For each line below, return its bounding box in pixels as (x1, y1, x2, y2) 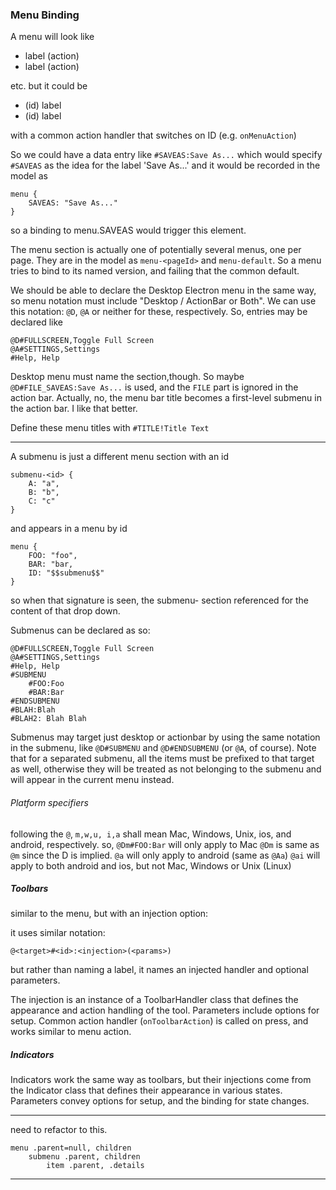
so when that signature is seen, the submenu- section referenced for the (10, 594, 310, 607)
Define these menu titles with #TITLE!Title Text (10, 422, 210, 434)
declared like (10, 316, 64, 328)
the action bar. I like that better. (10, 403, 138, 415)
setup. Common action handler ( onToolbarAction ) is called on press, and (10, 1015, 309, 1027)
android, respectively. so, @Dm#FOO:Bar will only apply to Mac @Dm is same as (10, 838, 320, 850)
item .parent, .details (46, 1161, 145, 1171)
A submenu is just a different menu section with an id (10, 451, 230, 463)
